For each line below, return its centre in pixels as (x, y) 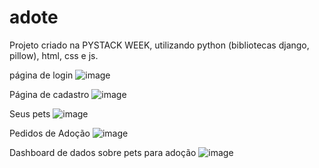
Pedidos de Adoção (50, 133)
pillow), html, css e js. (54, 55)
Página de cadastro (49, 94)
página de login (41, 75)
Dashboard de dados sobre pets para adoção (103, 152)
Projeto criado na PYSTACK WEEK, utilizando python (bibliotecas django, (159, 45)
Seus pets (30, 113)
